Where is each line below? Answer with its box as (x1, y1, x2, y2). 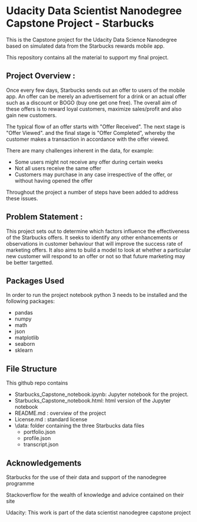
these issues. (6, 194, 38, 201)
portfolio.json (23, 428, 56, 435)
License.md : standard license (14, 416, 88, 423)
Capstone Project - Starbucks (6, 16, 154, 30)
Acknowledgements (6, 458, 82, 468)
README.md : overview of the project (14, 409, 106, 417)
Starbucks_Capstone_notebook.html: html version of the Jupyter (14, 397, 171, 404)
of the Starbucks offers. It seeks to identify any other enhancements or (6, 234, 178, 241)
